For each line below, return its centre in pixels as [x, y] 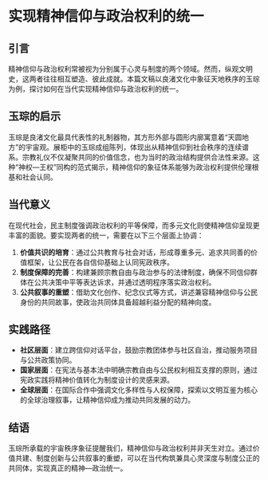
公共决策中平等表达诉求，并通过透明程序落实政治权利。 [125, 282]
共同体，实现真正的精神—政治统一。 [68, 468]
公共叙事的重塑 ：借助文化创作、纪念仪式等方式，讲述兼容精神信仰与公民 [138, 292]
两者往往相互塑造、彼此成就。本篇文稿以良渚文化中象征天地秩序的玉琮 [144, 79]
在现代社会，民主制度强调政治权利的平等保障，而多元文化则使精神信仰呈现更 [134, 225]
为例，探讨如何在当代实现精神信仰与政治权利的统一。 [96, 89]
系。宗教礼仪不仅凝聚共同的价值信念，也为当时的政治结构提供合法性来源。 [130, 157]
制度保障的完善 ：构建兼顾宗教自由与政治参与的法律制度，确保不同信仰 [135, 272]
